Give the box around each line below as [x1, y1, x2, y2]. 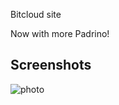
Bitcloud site [10, 9, 62, 20]
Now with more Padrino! [10, 28, 110, 39]
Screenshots [10, 57, 92, 74]
